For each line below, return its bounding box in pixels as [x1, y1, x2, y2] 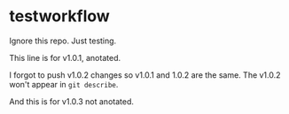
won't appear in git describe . [9, 79, 119, 89]
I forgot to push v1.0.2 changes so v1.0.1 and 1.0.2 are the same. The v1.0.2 [9, 69, 281, 80]
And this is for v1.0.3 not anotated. [9, 95, 135, 107]
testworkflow [9, 6, 111, 27]
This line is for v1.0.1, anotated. [9, 52, 121, 63]
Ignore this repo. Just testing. [9, 35, 117, 46]
